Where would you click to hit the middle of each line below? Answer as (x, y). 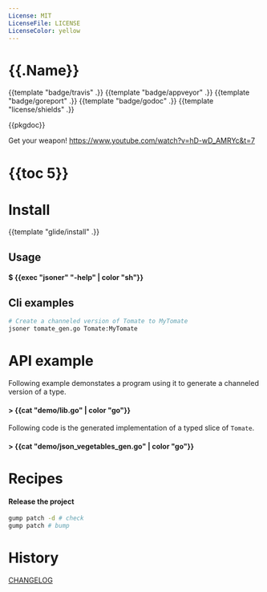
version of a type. (37, 391)
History (34, 558)
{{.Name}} (44, 70)
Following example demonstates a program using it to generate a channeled (133, 383)
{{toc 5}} (39, 173)
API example (51, 361)
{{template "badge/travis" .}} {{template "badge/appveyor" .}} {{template (129, 92)
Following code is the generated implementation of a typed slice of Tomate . (131, 428)
